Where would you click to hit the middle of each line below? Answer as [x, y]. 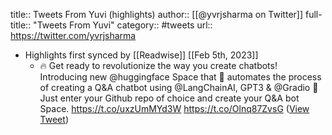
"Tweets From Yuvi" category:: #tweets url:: [123, 25]
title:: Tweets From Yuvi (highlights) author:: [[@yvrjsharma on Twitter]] [157, 14]
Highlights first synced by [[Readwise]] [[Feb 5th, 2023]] [141, 55]
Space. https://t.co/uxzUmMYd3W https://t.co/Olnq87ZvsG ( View [174, 108]
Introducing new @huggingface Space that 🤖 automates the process [180, 77]
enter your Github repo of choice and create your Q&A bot [179, 98]
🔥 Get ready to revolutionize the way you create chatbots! [158, 65]
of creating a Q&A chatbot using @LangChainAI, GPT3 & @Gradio [175, 87]
